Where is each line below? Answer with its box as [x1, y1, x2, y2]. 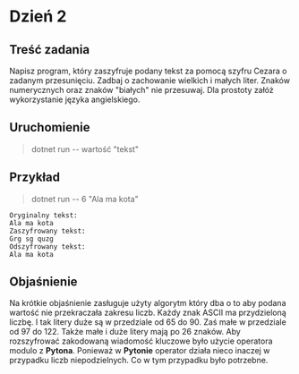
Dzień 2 [9, 6, 67, 27]
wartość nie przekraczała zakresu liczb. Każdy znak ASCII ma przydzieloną [9, 307, 286, 319]
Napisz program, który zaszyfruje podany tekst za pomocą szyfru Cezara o [9, 65, 287, 76]
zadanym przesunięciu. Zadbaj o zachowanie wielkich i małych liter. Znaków [9, 75, 291, 86]
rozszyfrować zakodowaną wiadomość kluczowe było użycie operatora [9, 336, 273, 346]
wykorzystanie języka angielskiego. [9, 94, 141, 105]
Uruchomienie [9, 120, 90, 135]
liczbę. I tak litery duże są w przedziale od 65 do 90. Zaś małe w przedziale [9, 317, 286, 327]
